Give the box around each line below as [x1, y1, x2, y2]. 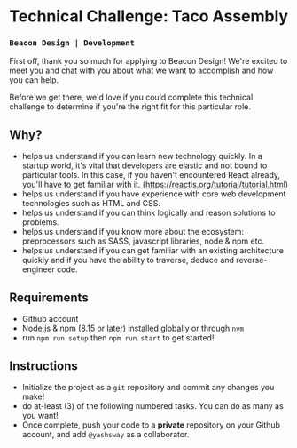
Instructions [9, 358, 78, 373]
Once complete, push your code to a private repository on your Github [21, 420, 281, 430]
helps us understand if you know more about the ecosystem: [21, 227, 245, 237]
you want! [21, 410, 59, 420]
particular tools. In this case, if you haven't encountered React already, [21, 170, 281, 180]
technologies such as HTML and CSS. [21, 198, 161, 209]
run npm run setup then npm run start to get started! [21, 332, 215, 343]
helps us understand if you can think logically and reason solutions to [21, 207, 276, 219]
